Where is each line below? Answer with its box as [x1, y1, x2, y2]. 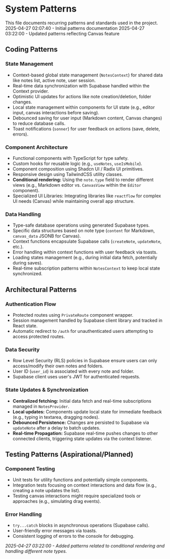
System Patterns [5, 3, 77, 15]
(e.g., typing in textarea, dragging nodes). [12, 414, 100, 420]
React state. [12, 322, 38, 329]
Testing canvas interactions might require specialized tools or [12, 493, 141, 499]
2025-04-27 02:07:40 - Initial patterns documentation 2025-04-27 [5, 25, 145, 31]
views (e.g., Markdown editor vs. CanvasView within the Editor [12, 182, 142, 188]
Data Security [5, 346, 40, 353]
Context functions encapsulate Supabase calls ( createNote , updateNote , [12, 238, 162, 244]
